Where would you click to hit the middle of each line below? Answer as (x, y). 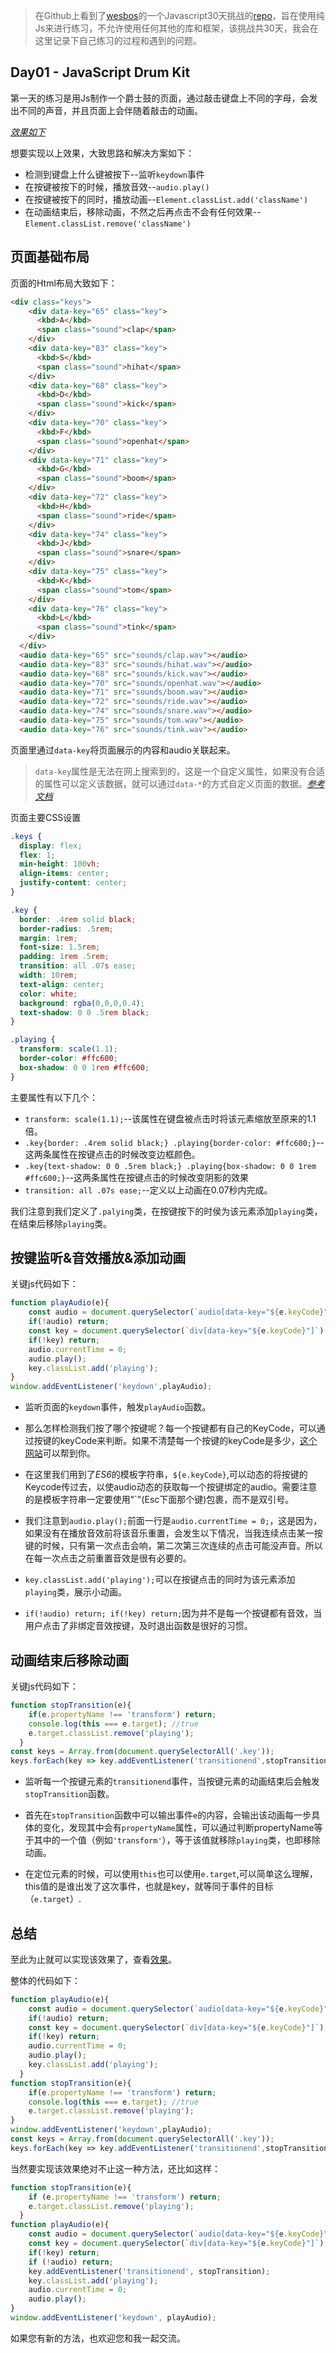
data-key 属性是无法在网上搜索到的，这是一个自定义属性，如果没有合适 (180, 771)
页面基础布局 (50, 257)
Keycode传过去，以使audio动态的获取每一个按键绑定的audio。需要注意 (171, 1487)
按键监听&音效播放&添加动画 (98, 1258)
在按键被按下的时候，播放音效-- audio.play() (117, 186)
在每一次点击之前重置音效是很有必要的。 (108, 1558)
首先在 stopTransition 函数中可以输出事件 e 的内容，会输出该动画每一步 (168, 1815)
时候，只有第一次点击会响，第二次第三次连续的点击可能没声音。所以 (182, 1546)
